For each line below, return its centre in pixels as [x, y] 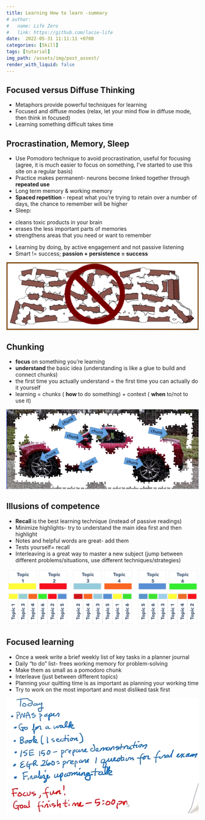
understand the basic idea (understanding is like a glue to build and [100, 368]
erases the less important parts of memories [71, 229]
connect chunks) [36, 375]
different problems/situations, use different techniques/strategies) [98, 560]
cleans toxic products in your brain [59, 222]
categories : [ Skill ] [33, 45]
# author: [19, 19]
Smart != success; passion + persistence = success [81, 254]
